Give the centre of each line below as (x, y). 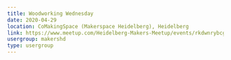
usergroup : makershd (37, 39)
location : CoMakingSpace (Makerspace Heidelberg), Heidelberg (98, 26)
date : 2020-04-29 (32, 20)
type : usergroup (30, 46)
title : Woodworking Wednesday (51, 13)
